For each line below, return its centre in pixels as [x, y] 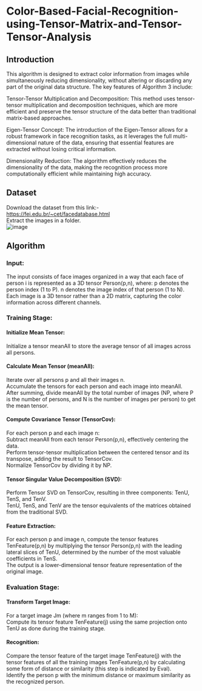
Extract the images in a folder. [44, 220]
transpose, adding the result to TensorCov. [60, 459]
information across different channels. [54, 302]
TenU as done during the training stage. [56, 628]
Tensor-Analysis [49, 37]
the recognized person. [35, 681]
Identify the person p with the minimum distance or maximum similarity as [99, 675]
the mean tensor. [27, 406]
